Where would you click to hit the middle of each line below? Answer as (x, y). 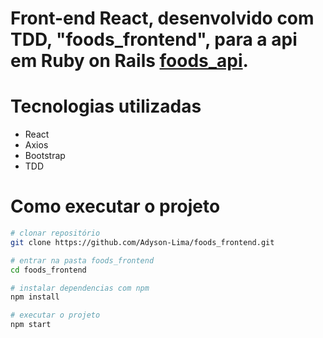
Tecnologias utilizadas (106, 106)
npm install (35, 297)
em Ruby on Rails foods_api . (129, 61)
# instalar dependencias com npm (80, 288)
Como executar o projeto (115, 206)
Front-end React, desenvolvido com (162, 18)
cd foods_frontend (48, 270)
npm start (31, 325)
